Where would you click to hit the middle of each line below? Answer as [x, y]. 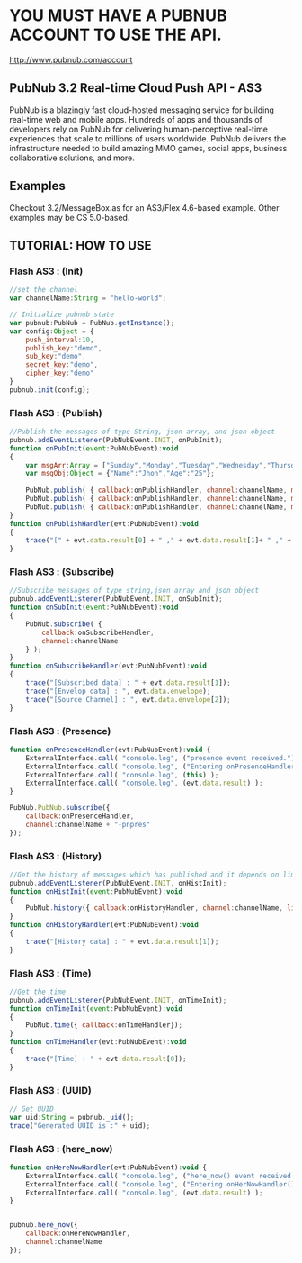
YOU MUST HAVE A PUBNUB [118, 16]
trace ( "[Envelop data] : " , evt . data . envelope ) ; [118, 691]
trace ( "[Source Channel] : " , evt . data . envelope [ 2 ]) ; [128, 699]
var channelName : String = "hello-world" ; [88, 298]
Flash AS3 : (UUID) [50, 1090]
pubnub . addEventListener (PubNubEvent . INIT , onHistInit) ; [118, 883]
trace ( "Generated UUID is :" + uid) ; [80, 1126]
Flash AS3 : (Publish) [56, 413]
